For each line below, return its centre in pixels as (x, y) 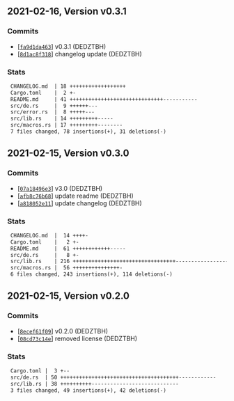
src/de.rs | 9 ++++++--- (54, 106)
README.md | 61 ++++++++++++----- (68, 249)
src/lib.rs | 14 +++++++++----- (62, 119)
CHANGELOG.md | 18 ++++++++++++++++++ (68, 86)
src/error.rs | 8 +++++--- (53, 112)
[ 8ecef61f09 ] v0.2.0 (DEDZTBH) (63, 331)
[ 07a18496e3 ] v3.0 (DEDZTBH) (60, 188)
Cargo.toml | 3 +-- (40, 371)
